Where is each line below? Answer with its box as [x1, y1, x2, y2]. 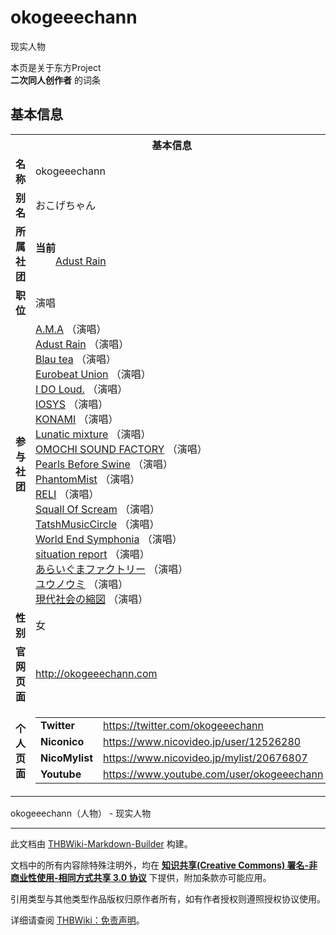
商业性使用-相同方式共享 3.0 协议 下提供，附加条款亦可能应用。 [10, 871, 272, 883]
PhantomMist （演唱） [35, 472, 141, 486]
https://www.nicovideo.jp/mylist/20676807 [103, 751, 308, 765]
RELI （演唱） [35, 487, 100, 501]
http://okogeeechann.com [35, 666, 158, 680]
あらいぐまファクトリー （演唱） [35, 562, 189, 576]
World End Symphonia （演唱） [35, 532, 183, 546]
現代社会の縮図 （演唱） [35, 592, 149, 606]
